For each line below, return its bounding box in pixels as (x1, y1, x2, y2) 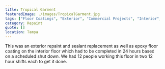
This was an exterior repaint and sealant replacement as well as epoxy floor (5, 43, 158, 49)
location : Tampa (5, 30, 38, 34)
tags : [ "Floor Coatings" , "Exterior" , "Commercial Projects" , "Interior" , (5, 16, 162, 21)
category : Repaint (5, 20, 43, 26)
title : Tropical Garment (5, 7, 56, 12)
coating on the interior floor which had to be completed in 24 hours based (5, 48, 155, 54)
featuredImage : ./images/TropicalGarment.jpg (5, 12, 100, 17)
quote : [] (5, 25, 26, 30)
